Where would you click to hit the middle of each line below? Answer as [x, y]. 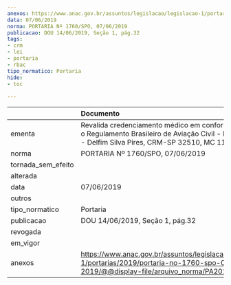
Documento [100, 114]
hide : [15, 77]
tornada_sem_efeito [42, 165]
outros [21, 198]
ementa [23, 134]
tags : [15, 39]
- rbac [16, 65]
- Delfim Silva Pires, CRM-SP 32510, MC [148, 142]
